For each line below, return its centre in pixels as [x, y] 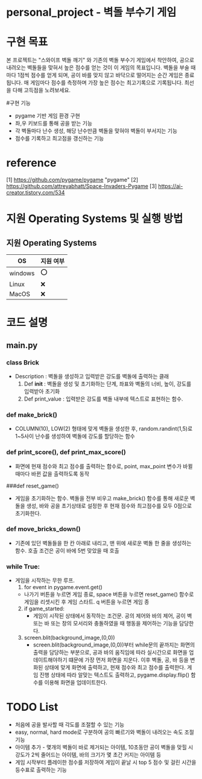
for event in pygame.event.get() [63, 587]
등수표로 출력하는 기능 [41, 770]
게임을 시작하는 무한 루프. [45, 580]
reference [31, 163]
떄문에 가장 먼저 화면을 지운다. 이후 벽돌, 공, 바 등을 [128, 660]
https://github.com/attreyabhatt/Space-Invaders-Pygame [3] [82, 186]
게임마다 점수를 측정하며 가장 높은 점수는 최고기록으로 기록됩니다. [106, 83]
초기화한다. [28, 513]
